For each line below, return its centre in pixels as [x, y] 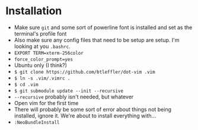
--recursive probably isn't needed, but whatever [74, 97]
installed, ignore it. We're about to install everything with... [85, 115]
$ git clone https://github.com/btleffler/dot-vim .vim [84, 72]
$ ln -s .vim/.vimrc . [42, 78]
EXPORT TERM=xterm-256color [49, 53]
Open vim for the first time [46, 103]
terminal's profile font [40, 33]
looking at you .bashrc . [42, 46]
